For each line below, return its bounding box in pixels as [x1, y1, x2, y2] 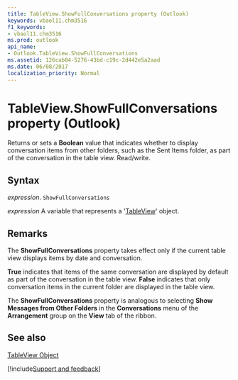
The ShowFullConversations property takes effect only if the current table [7, 246, 226, 255]
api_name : [7, 43, 37, 50]
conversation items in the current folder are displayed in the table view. [7, 283, 215, 291]
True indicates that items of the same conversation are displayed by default [7, 267, 229, 276]
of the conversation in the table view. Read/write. [7, 154, 151, 162]
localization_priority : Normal [7, 69, 100, 77]
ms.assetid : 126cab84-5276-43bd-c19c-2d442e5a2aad [7, 57, 161, 64]
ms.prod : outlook [7, 37, 59, 44]
